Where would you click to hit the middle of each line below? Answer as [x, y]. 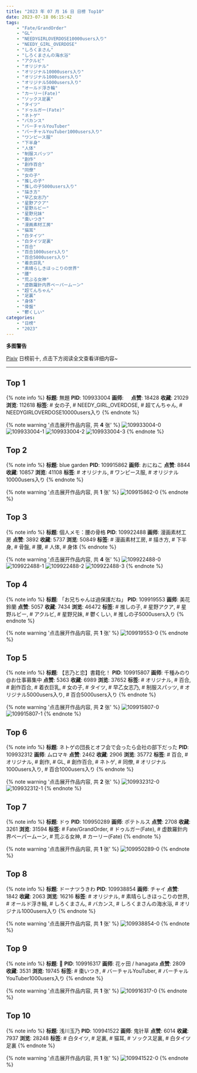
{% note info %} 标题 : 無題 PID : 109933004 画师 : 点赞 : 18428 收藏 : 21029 [97, 398]
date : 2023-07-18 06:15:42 [39, 17]
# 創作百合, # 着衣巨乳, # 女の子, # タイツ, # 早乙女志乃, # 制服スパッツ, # [95, 687]
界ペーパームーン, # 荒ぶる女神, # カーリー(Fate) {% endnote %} [84, 837]
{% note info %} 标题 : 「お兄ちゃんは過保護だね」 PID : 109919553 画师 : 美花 [98, 599]
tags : [13, 22]
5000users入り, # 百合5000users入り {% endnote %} [91, 695]
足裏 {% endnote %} [31, 1045]
